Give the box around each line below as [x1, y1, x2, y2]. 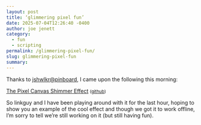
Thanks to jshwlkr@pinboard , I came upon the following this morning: [6, 76, 178, 83]
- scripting [11, 43, 42, 49]
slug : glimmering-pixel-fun [6, 53, 77, 59]
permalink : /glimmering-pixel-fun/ [6, 48, 95, 54]
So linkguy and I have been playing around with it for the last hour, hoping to [6, 99, 195, 106]
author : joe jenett [6, 25, 55, 32]
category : [6, 31, 31, 37]
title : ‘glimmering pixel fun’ [6, 14, 85, 20]
